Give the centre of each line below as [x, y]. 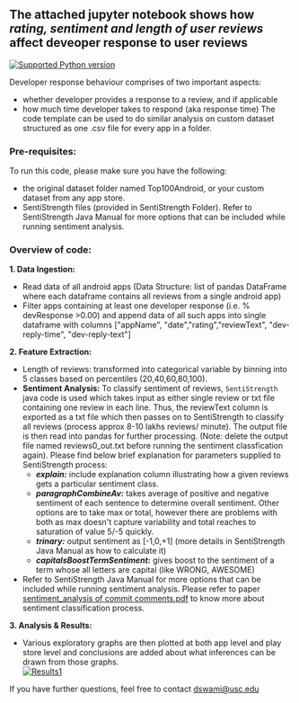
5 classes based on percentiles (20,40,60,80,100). [115, 379]
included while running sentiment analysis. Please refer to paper [141, 589]
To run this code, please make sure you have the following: [118, 171]
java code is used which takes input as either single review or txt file [149, 398]
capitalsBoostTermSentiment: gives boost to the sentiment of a [155, 560]
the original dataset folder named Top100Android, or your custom [143, 189]
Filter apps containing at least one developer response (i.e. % [136, 306]
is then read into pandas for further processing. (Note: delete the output [155, 436]
